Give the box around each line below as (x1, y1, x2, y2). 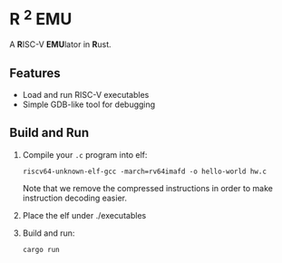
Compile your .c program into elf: (22, 149, 148, 160)
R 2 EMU (9, 5, 73, 30)
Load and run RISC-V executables (22, 90, 150, 101)
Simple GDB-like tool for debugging (22, 99, 156, 110)
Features (9, 65, 61, 81)
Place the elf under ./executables (22, 209, 147, 220)
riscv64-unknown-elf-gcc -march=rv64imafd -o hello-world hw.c (22, 167, 267, 176)
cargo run (22, 245, 61, 254)
